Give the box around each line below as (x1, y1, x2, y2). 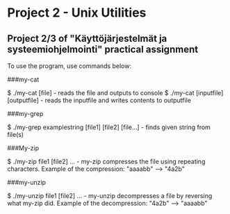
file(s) (7, 131, 24, 138)
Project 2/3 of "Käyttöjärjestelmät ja (7, 33, 167, 44)
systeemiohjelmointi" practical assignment (7, 43, 199, 55)
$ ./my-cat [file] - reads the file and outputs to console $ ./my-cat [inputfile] (7, 89, 224, 97)
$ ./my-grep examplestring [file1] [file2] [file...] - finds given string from (7, 123, 211, 131)
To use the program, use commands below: (7, 62, 132, 70)
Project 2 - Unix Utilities (7, 5, 147, 21)
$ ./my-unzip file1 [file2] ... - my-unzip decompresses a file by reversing (7, 192, 213, 199)
